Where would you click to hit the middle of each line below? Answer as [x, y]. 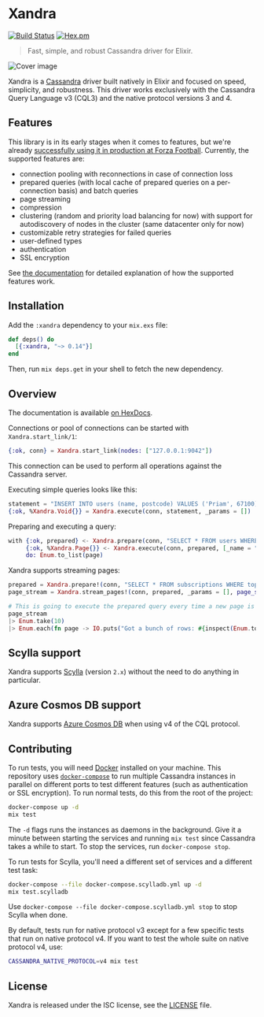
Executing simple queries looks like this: [73, 489]
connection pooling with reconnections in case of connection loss [126, 173]
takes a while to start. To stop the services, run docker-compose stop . [119, 846]
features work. [32, 281]
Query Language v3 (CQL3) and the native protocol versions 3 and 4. [120, 98]
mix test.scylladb [38, 892]
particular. [24, 680]
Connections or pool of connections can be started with [99, 428]
